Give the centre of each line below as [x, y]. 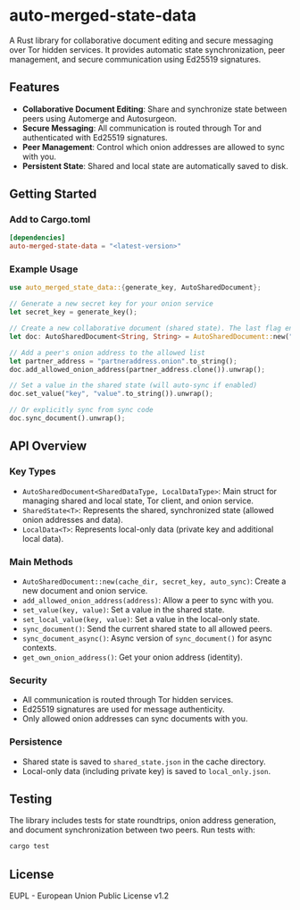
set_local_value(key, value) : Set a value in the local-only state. [141, 619]
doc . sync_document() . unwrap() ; [67, 418]
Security [28, 680]
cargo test [29, 847]
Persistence [36, 742]
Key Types [33, 472]
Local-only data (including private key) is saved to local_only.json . [146, 771]
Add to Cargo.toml [50, 220]
